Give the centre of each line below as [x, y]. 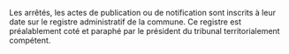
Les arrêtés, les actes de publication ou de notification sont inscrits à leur [143, 13]
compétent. [30, 40]
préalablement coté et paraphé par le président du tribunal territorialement [144, 31]
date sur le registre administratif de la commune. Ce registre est [125, 22]
